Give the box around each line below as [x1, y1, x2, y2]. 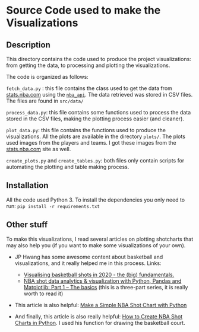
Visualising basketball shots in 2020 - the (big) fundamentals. [23, 271, 175, 278]
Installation [6, 180, 49, 190]
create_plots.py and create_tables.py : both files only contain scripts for [6, 157, 185, 164]
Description [6, 40, 50, 50]
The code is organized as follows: [6, 74, 89, 80]
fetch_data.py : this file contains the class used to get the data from [6, 85, 172, 92]
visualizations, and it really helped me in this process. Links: [14, 259, 162, 267]
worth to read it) [23, 290, 64, 297]
